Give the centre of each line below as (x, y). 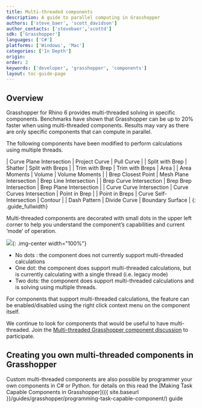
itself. (13, 312)
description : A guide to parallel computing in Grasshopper (84, 18)
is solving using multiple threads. (56, 287)
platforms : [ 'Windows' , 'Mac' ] (46, 46)
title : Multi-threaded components (50, 12)
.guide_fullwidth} (27, 206)
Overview (25, 98)
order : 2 (17, 62)
